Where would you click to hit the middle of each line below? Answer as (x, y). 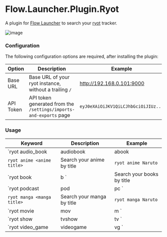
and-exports (43, 116)
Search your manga (83, 197)
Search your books (136, 174)
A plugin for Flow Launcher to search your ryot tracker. (61, 23)
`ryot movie (21, 211)
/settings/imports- (52, 110)
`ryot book (20, 177)
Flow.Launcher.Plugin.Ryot (62, 9)
